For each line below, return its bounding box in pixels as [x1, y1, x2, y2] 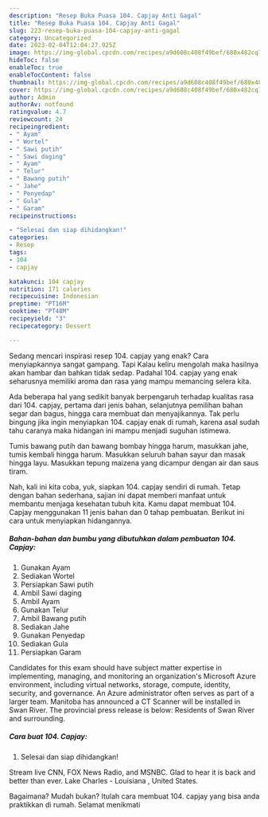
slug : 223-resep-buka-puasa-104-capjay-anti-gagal [9, 26, 181, 34]
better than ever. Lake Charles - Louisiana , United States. [9, 776, 198, 785]
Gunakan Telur [20, 605, 69, 615]
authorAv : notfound [9, 100, 74, 108]
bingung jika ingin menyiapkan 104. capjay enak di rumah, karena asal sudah [9, 417, 260, 426]
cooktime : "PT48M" [9, 308, 70, 316]
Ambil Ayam [20, 596, 60, 606]
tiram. [9, 466, 29, 476]
